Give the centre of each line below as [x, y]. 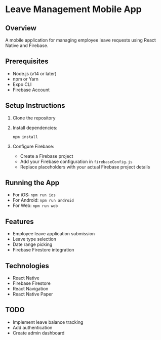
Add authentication [32, 327]
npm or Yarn [26, 79]
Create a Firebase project [47, 156]
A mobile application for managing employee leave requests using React [80, 40]
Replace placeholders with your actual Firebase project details [85, 167]
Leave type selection [34, 239]
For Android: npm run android [43, 200]
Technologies [27, 266]
